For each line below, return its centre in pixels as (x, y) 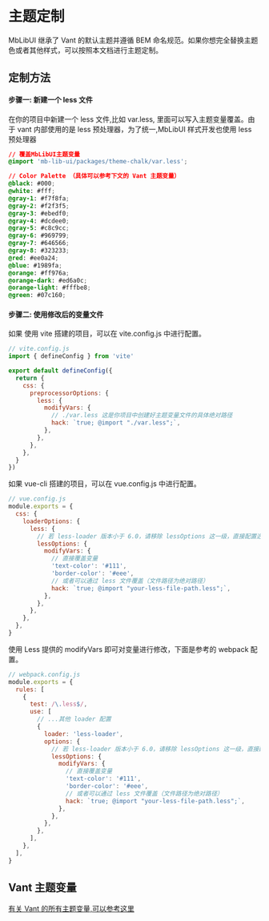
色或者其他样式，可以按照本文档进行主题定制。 (85, 50)
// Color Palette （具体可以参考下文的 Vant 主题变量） (94, 176)
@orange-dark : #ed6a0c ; (48, 280)
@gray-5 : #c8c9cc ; (39, 228)
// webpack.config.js (44, 674)
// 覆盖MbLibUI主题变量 (44, 154)
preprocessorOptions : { (69, 393)
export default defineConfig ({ (60, 371)
